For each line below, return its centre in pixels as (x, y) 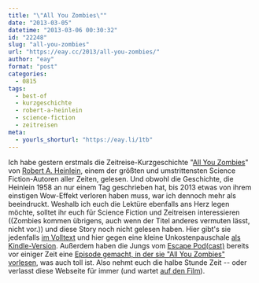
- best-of (31, 96)
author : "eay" (31, 60)
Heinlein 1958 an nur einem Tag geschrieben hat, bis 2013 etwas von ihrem (130, 187)
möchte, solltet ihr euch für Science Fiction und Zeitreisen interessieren (124, 212)
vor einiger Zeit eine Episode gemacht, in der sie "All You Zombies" (117, 254)
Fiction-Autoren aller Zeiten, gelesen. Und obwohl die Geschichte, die (121, 178)
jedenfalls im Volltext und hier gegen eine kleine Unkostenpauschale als (125, 237)
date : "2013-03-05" (40, 23)
